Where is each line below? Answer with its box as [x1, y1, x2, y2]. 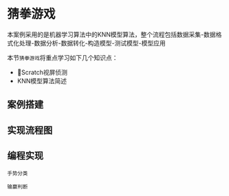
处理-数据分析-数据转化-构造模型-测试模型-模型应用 [19, 39, 166, 47]
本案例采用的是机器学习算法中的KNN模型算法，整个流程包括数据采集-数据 [7, 30, 216, 39]
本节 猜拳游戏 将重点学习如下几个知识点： [7, 53, 118, 62]
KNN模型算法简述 [17, 76, 67, 85]
